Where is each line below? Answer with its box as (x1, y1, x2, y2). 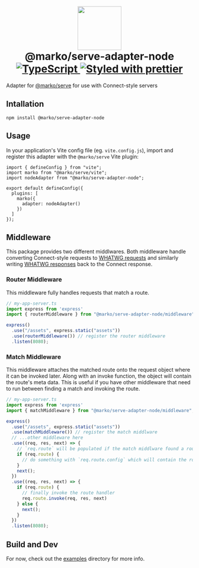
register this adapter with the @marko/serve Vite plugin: (6, 153, 139, 160)
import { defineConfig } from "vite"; (6, 164, 102, 170)
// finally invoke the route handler (21, 490, 115, 496)
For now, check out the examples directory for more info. (6, 555, 145, 563)
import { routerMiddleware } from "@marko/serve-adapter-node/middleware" (6, 311, 195, 317)
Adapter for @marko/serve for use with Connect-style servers (6, 82, 158, 89)
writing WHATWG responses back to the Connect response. (6, 261, 153, 268)
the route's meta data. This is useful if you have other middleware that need (6, 379, 191, 386)
